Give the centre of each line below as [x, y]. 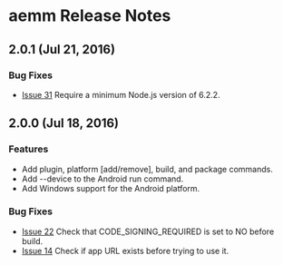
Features [29, 149]
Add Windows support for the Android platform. [111, 188]
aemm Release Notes [90, 16]
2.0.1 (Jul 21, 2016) [62, 49]
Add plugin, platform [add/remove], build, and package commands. [147, 169]
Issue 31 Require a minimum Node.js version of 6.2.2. [121, 94]
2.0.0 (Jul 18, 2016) [64, 123]
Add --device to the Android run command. [102, 179]
